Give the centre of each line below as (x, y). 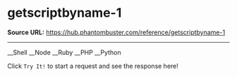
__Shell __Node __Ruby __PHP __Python (64, 52)
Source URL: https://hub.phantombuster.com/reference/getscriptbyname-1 (116, 32)
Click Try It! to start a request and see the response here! (93, 66)
